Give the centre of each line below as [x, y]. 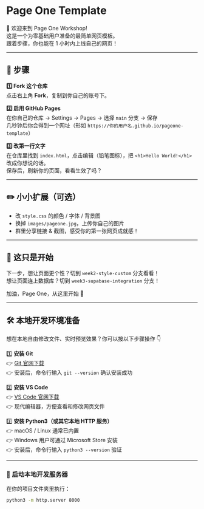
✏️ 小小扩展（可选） [43, 197]
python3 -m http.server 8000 [43, 500]
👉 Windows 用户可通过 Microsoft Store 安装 [62, 440]
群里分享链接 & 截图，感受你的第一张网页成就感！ [77, 231]
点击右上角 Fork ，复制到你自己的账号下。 [58, 95]
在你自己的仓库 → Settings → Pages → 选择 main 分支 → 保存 [82, 118]
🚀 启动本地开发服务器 [37, 474]
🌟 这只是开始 [30, 257]
